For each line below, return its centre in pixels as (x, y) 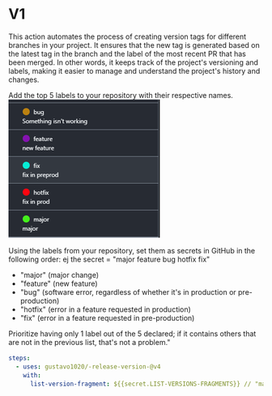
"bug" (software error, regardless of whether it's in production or (128, 292)
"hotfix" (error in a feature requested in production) (106, 309)
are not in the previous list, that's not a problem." (89, 342)
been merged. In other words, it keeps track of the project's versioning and (134, 62)
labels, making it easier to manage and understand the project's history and (134, 70)
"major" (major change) (59, 275)
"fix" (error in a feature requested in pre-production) (107, 317)
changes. (24, 79)
